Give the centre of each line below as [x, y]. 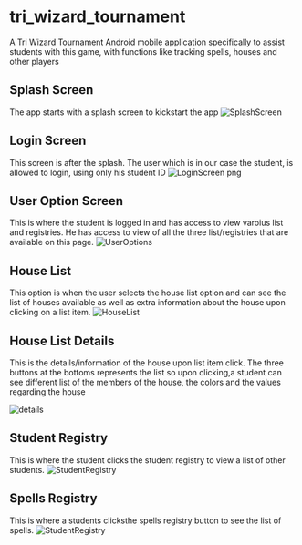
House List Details [62, 340]
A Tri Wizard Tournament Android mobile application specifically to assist [147, 42]
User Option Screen [67, 201]
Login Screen [48, 141]
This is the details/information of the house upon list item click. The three [147, 363]
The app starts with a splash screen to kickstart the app [114, 112]
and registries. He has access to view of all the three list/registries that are [149, 232]
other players [34, 61]
